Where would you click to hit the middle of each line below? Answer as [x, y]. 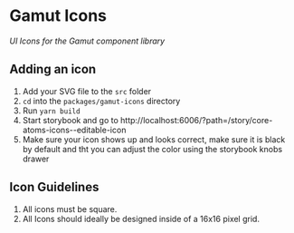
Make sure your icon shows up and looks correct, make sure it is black [154, 139]
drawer [36, 159]
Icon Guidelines [54, 187]
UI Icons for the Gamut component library [87, 41]
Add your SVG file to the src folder [87, 91]
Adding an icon [53, 69]
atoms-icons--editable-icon [74, 130]
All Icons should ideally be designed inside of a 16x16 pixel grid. [141, 218]
